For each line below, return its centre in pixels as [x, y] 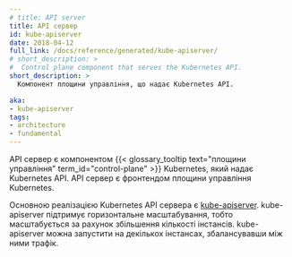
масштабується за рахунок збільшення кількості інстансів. [122, 224]
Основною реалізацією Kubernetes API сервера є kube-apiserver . [134, 205]
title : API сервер [43, 26]
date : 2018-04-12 [42, 43]
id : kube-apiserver [46, 34]
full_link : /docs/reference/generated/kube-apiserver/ [114, 51]
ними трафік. [34, 243]
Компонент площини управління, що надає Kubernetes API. [126, 84]
